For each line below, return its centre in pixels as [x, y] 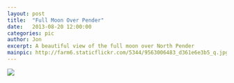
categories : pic [31, 33]
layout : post [26, 14]
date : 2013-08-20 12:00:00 [49, 27]
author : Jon [24, 40]
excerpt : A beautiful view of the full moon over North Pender [101, 46]
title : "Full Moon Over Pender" [56, 20]
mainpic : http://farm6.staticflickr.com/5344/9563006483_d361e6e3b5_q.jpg [118, 53]
